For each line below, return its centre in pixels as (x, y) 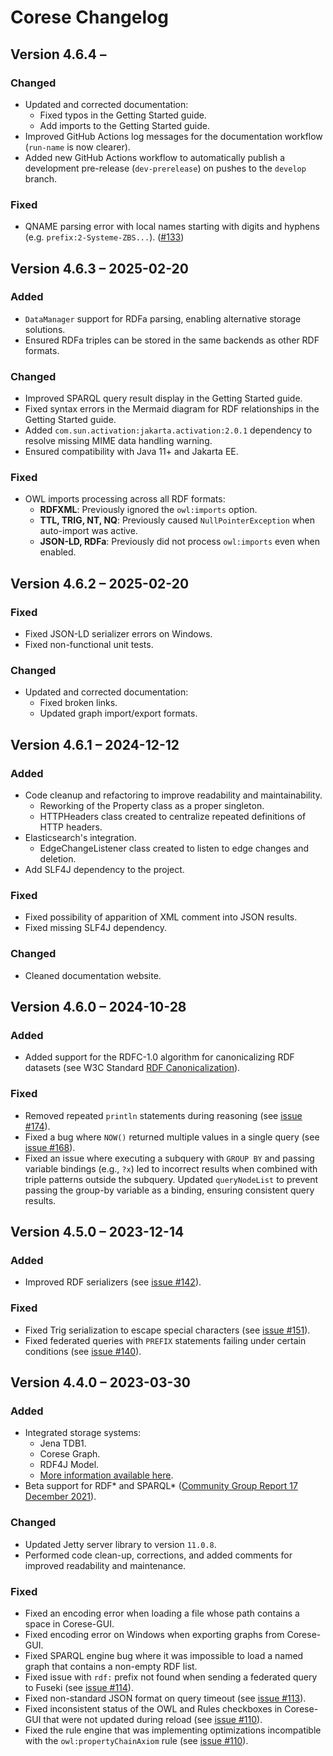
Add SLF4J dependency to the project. (104, 870)
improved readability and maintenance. (105, 1565)
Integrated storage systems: (83, 1433)
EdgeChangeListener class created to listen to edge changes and (174, 848)
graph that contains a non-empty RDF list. (111, 1666)
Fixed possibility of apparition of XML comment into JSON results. (161, 917)
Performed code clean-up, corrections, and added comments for (158, 1555)
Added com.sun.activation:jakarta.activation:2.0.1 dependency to (168, 430)
